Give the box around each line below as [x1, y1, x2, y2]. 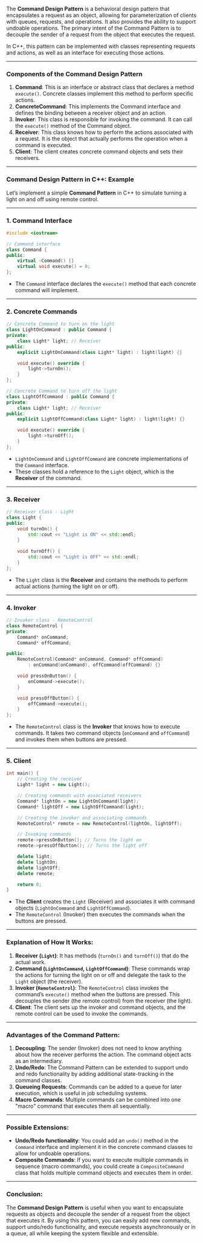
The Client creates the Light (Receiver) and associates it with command [14, 898, 195, 905]
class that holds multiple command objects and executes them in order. [14, 1169, 193, 1176]
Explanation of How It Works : [6, 938, 94, 947]
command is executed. [14, 142, 72, 149]
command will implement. [14, 287, 80, 294]
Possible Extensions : [6, 1123, 69, 1131]
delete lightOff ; [17, 865, 61, 871]
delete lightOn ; [17, 859, 59, 865]
